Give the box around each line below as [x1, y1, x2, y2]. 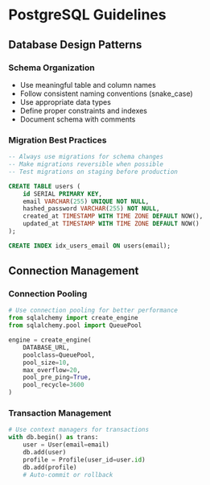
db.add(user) [23, 449, 67, 457]
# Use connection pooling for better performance [8, 306, 179, 315]
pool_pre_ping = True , [23, 373, 92, 382]
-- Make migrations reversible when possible [8, 160, 163, 168]
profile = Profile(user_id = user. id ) [23, 455, 146, 464]
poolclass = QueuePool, [23, 350, 95, 359]
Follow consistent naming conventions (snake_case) [19, 89, 193, 98]
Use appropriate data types [19, 97, 111, 106]
